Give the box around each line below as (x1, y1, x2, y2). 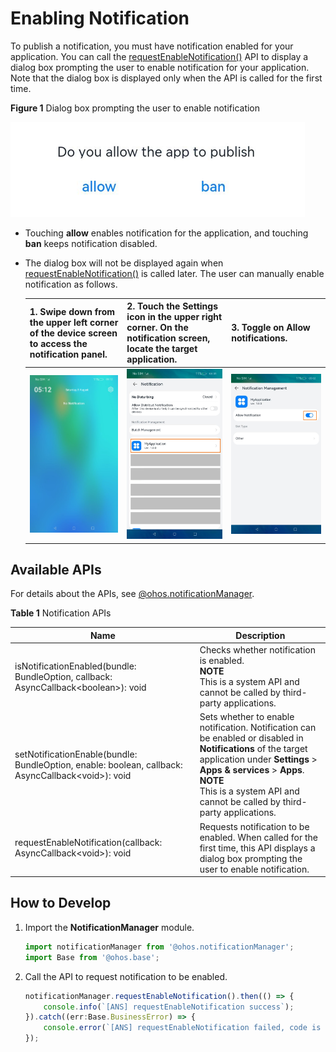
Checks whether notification (199, 644, 316, 656)
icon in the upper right (126, 311, 223, 323)
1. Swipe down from (29, 305, 116, 317)
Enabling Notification (10, 7, 190, 30)
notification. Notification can (199, 722, 317, 734)
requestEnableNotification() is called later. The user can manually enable (24, 267, 325, 279)
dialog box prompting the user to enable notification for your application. (10, 61, 310, 73)
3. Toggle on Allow (231, 322, 311, 334)
